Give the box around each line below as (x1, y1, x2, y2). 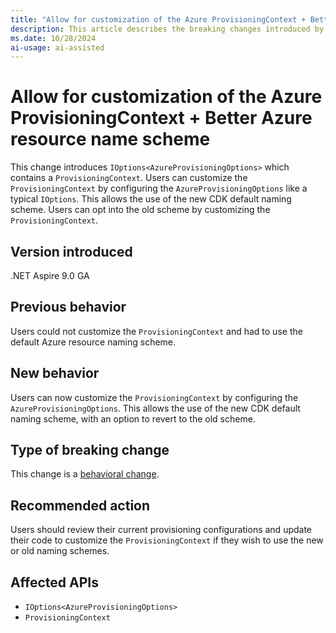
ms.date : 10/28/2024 (10, 33, 97, 43)
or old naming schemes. (10, 545, 110, 557)
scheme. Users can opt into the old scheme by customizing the (10, 204, 271, 216)
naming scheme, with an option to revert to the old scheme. (10, 412, 256, 425)
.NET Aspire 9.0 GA (10, 270, 90, 281)
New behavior (10, 365, 100, 382)
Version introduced (10, 243, 133, 260)
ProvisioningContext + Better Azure (10, 107, 313, 130)
